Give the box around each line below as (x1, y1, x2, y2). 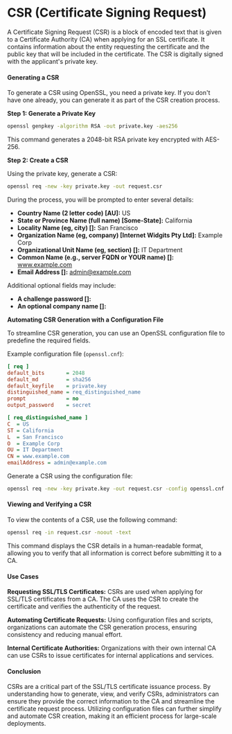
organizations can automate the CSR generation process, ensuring (7, 623, 197, 631)
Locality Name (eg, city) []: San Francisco (17, 223, 139, 231)
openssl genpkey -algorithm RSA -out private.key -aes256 (7, 123, 178, 130)
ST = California (7, 427, 54, 434)
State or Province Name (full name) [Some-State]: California (17, 216, 193, 225)
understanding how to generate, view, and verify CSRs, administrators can (7, 690, 220, 698)
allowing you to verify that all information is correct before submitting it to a (7, 549, 222, 557)
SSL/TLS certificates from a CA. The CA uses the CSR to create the (7, 595, 199, 604)
